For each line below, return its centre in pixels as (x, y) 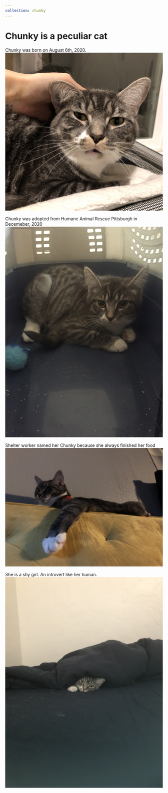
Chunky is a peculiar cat (56, 36)
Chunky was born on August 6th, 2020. (46, 50)
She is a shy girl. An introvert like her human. (51, 574)
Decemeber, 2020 (24, 224)
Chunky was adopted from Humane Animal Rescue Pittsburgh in (71, 219)
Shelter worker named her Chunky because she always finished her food (80, 445)
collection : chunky (25, 11)
